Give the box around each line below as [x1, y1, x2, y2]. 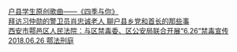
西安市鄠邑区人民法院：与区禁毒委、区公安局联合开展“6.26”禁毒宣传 [8, 26, 229, 35]
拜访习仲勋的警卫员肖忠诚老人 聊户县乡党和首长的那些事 [8, 16, 190, 26]
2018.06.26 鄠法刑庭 [8, 36, 75, 45]
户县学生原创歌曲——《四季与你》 [8, 7, 119, 16]
